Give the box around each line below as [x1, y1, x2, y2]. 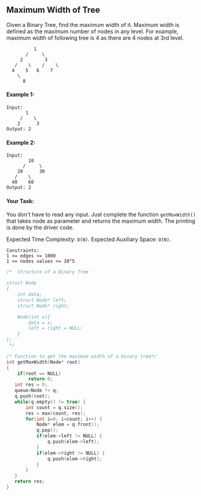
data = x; [28, 319, 53, 326]
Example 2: [6, 139, 35, 146]
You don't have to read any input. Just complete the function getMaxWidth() [6, 211, 196, 218]
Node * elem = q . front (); [36, 421, 100, 428]
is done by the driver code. [6, 224, 75, 231]
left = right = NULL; [28, 325, 84, 331]
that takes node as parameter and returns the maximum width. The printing [6, 217, 196, 225]
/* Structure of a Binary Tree [6, 269, 89, 275]
